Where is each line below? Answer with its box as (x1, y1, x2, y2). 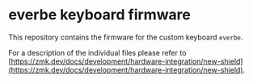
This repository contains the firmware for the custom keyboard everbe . (8, 32, 243, 42)
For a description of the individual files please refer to (8, 48, 187, 57)
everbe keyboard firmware (8, 6, 192, 24)
